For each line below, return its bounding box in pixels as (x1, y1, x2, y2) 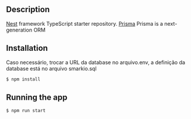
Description (6, 5, 50, 15)
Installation (6, 43, 48, 53)
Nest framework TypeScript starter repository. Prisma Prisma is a (6, 20, 163, 27)
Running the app (6, 92, 67, 102)
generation (6, 26, 32, 33)
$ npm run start (6, 108, 46, 114)
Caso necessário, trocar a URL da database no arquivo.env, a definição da (6, 58, 186, 66)
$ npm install (6, 76, 41, 82)
